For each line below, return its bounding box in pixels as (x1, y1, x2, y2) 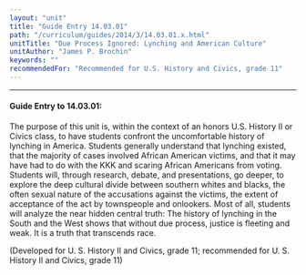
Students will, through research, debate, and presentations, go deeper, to (9, 169, 285, 180)
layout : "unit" (9, 13, 67, 23)
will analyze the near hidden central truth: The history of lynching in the (9, 209, 278, 219)
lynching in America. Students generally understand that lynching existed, (9, 140, 287, 151)
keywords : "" (9, 56, 59, 65)
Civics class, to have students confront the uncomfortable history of (9, 131, 265, 142)
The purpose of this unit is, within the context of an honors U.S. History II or (9, 121, 293, 132)
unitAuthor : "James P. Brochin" (9, 47, 132, 56)
